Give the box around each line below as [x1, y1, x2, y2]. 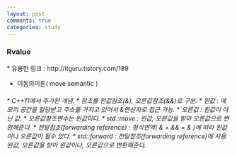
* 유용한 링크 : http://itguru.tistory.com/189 [6, 64, 129, 72]
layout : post [6, 10, 45, 18]
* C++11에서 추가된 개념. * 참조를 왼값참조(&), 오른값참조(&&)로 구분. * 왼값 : [6, 96, 219, 105]
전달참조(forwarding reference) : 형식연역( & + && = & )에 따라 [37, 123, 214, 132]
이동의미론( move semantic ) [16, 79, 98, 87]
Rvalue [6, 47, 31, 57]
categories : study [6, 23, 61, 30]
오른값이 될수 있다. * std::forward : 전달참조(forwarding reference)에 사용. [19, 132, 228, 140]
